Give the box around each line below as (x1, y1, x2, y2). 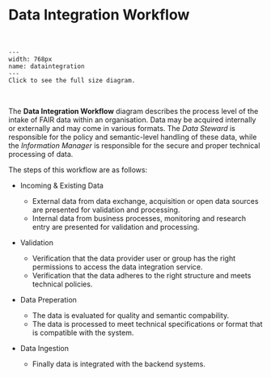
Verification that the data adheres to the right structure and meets (32, 270, 252, 280)
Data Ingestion (19, 343, 70, 353)
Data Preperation (19, 294, 77, 304)
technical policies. (32, 279, 93, 289)
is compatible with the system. (32, 328, 134, 337)
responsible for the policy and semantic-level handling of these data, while (8, 132, 257, 142)
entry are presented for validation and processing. (32, 222, 200, 231)
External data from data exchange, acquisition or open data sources (32, 196, 259, 205)
